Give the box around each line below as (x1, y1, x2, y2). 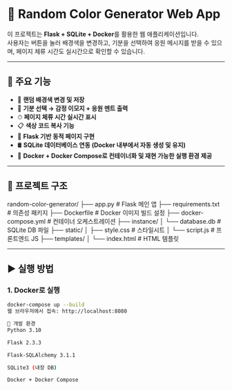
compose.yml (7, 217, 46, 225)
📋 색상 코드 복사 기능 (17, 121, 75, 130)
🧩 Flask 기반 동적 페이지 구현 (17, 132, 95, 140)
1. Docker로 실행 (7, 285, 60, 295)
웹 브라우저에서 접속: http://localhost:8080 (7, 308, 128, 315)
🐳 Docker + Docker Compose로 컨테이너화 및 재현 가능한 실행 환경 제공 (17, 151, 213, 159)
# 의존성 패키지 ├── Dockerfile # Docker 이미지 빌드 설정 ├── (7, 208, 180, 217)
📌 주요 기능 (7, 76, 52, 88)
